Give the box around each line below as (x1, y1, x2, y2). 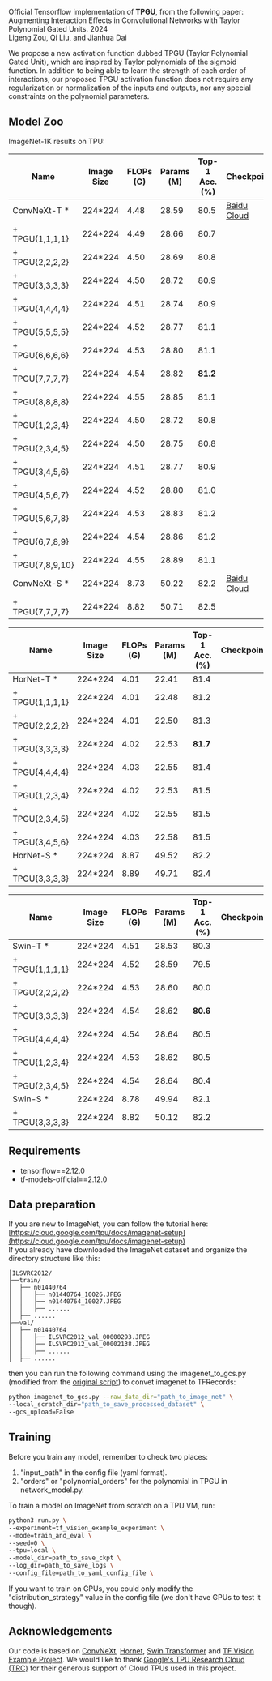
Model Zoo (8, 115, 64, 129)
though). (8, 1601, 37, 1610)
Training (8, 1431, 52, 1444)
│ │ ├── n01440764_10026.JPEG (8, 1290, 121, 1299)
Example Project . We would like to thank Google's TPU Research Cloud (8, 1654, 245, 1664)
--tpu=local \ (8, 1546, 57, 1555)
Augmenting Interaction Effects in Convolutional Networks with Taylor (8, 15, 240, 25)
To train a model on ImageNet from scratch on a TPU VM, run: (8, 1500, 215, 1510)
